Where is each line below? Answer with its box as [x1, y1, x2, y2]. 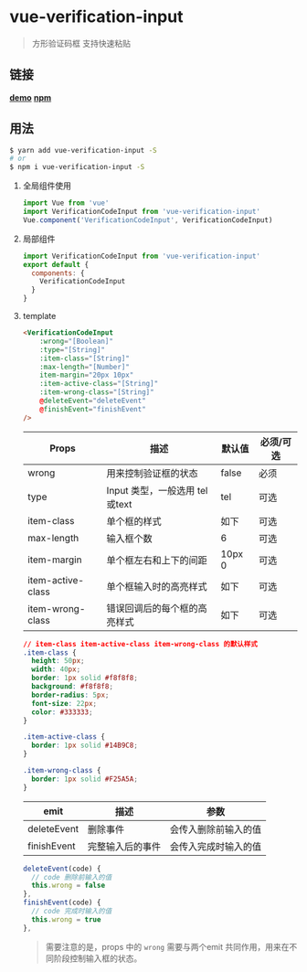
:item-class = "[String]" [39, 354, 130, 363]
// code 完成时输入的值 [31, 907, 112, 916]
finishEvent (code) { [22, 898, 101, 907]
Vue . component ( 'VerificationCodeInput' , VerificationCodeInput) [22, 215, 273, 225]
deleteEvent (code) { [22, 864, 101, 873]
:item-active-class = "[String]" [39, 379, 159, 389]
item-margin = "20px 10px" [39, 370, 134, 380]
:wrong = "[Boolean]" [39, 336, 114, 346]
